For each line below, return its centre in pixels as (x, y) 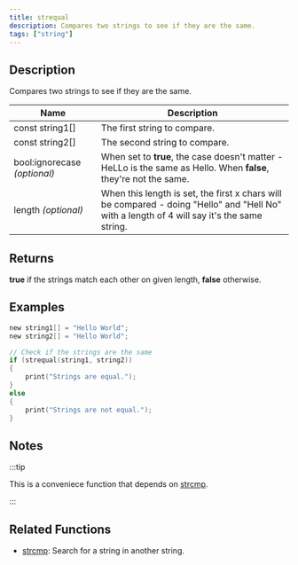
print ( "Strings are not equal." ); (89, 410)
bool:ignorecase (47, 162)
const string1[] (45, 128)
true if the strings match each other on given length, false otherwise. (135, 279)
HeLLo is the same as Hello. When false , (185, 168)
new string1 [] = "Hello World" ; (69, 328)
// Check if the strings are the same (81, 352)
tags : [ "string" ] (41, 34)
